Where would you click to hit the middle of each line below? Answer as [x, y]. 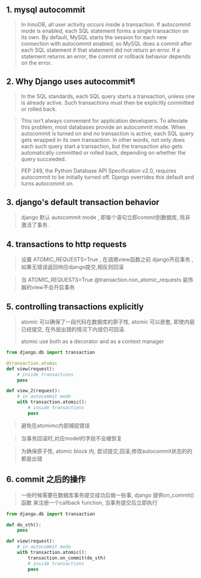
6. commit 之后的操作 [46, 480]
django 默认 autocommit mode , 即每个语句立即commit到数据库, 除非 [106, 217]
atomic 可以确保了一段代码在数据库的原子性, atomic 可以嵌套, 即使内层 [108, 322]
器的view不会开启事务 [48, 287]
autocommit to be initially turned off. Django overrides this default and [107, 177]
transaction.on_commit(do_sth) [67, 558]
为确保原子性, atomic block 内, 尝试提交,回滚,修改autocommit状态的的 [106, 451]
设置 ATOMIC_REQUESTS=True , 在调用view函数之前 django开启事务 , [107, 260]
